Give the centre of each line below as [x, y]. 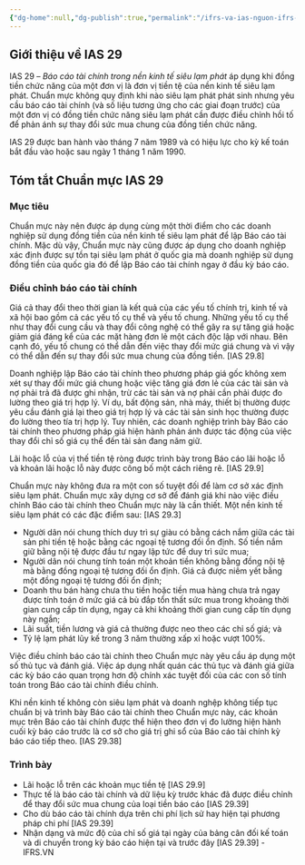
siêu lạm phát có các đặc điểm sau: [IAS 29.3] [95, 515]
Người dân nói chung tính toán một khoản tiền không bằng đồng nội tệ [154, 561]
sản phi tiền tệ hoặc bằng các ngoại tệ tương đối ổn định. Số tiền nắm [152, 542]
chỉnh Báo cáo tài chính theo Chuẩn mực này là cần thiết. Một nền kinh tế [146, 506]
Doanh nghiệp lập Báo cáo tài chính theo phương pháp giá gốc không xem [148, 374]
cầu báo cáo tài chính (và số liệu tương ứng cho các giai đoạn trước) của [145, 105]
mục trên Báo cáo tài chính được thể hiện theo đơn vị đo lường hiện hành [145, 722]
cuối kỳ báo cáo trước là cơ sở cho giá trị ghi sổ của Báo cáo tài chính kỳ [145, 732]
